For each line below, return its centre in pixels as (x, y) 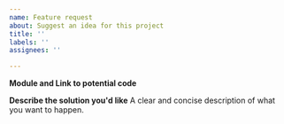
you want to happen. (46, 110)
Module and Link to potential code (73, 83)
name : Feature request (51, 17)
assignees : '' (35, 50)
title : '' (27, 34)
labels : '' (29, 42)
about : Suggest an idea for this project (87, 26)
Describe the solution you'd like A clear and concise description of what (142, 101)
